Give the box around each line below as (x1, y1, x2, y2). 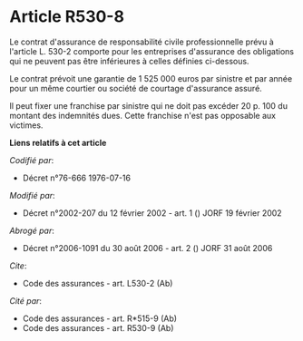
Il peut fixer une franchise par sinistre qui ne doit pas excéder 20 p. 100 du (9, 100, 288, 111)
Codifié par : (9, 154, 54, 165)
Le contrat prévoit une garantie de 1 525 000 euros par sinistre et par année (9, 73, 293, 83)
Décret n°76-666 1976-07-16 (22, 172, 132, 183)
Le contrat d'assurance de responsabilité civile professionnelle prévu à (9, 36, 274, 47)
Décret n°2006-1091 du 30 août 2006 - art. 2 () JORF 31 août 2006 (22, 242, 273, 253)
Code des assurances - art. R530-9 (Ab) (22, 322, 174, 333)
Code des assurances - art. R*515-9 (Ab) (22, 313, 178, 324)
